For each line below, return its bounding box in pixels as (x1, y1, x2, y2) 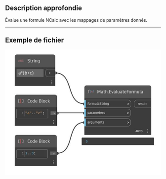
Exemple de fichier (5, 36, 64, 45)
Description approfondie (5, 4, 83, 12)
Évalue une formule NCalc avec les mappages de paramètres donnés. (5, 17, 147, 23)
